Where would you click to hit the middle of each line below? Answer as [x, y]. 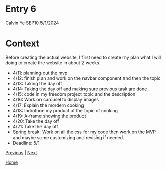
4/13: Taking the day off [37, 83]
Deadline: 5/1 [26, 143]
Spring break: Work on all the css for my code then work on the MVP [84, 132]
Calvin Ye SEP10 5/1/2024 [32, 23]
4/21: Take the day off [35, 126]
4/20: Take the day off [36, 121]
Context [23, 43]
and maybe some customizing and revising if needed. [69, 137]
